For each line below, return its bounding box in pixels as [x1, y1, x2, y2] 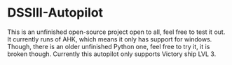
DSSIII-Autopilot [7, 5, 104, 21]
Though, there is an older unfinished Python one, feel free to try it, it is [7, 42, 210, 50]
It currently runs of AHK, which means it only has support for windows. [7, 35, 212, 43]
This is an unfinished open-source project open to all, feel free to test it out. [7, 28, 226, 36]
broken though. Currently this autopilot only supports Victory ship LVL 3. [7, 50, 217, 58]
